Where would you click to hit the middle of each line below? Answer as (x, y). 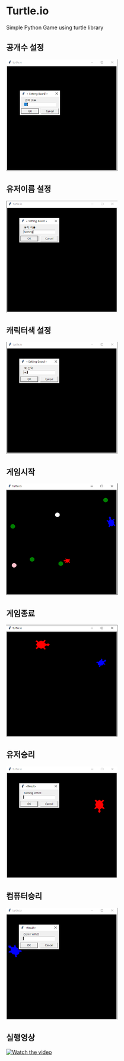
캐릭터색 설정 (29, 330)
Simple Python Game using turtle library (55, 27)
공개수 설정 (25, 48)
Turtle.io (28, 11)
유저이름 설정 (29, 189)
